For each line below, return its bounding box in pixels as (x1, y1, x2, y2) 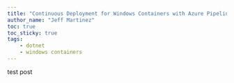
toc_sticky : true (7, 29, 58, 37)
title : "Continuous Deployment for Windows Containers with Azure (7, 10, 204, 17)
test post (7, 67, 33, 76)
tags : (7, 36, 23, 43)
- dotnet (19, 42, 45, 49)
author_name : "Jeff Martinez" (7, 17, 95, 24)
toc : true (7, 23, 36, 30)
